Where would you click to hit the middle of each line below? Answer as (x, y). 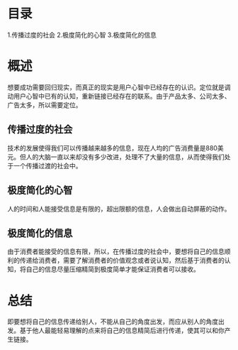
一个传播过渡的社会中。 (47, 165)
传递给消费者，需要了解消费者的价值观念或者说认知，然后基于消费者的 (122, 261)
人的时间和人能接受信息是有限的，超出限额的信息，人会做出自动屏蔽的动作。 (119, 209)
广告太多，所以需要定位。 (45, 105)
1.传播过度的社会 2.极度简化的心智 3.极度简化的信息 (82, 35)
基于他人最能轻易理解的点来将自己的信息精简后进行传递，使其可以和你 (122, 331)
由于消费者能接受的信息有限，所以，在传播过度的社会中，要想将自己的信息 (116, 251)
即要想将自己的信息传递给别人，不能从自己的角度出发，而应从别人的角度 (113, 322)
